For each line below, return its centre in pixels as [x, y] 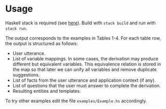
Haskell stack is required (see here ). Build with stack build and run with [80, 23]
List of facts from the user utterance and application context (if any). [84, 80]
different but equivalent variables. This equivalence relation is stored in [87, 64]
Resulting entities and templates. [47, 91]
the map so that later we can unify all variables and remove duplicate [85, 69]
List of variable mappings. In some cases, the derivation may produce [86, 58]
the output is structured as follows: [42, 43]
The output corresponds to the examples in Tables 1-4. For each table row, [83, 38]
